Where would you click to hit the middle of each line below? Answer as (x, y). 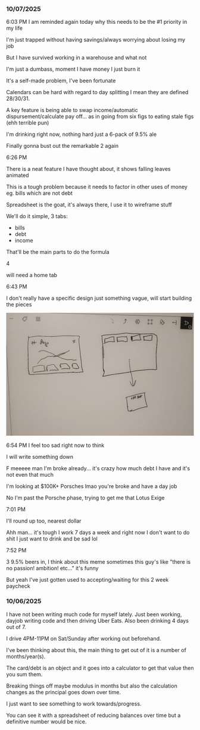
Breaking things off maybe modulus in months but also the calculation (92, 686)
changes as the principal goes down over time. (63, 692)
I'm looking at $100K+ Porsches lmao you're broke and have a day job (92, 486)
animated (18, 175)
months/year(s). (26, 656)
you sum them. (24, 674)
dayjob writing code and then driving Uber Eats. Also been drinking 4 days (98, 620)
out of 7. (16, 627)
